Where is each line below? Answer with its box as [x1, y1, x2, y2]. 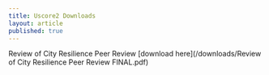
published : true [8, 27, 63, 35]
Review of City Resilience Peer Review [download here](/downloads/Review [8, 49, 262, 59]
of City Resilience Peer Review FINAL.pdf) [8, 57, 149, 67]
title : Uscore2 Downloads [8, 11, 96, 20]
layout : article [8, 19, 63, 27]
